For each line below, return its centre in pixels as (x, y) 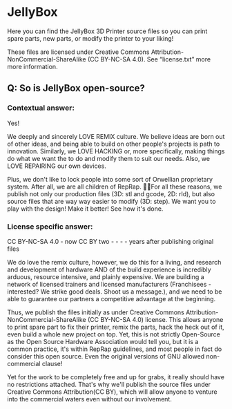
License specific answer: (50, 227)
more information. (32, 66)
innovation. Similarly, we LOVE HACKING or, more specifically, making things (116, 151)
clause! (52, 363)
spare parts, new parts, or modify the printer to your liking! (90, 38)
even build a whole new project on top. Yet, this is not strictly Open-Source (114, 334)
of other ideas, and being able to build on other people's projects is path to (114, 144)
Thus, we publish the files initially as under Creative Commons (96, 312)
